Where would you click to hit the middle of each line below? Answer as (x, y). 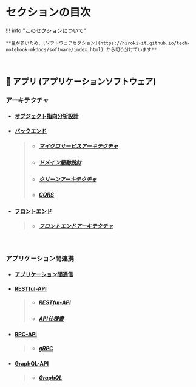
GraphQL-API (32, 363)
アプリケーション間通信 (44, 274)
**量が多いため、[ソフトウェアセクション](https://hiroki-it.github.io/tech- (98, 43)
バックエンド (30, 131)
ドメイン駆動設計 (60, 162)
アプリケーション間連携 (40, 259)
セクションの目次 (49, 12)
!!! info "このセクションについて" (46, 30)
